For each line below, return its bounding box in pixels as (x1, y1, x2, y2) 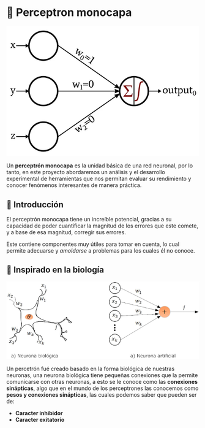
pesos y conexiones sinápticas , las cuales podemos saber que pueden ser (6, 391, 197, 399)
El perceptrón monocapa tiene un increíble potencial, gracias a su (6, 215, 172, 223)
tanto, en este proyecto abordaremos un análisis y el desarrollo (6, 169, 165, 176)
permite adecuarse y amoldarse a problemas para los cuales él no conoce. (6, 246, 195, 254)
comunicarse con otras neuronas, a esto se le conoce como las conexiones (6, 378, 198, 386)
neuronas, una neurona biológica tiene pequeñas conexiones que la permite (6, 372, 198, 379)
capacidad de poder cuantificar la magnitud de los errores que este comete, (6, 222, 199, 229)
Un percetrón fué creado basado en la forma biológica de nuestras (6, 365, 175, 373)
